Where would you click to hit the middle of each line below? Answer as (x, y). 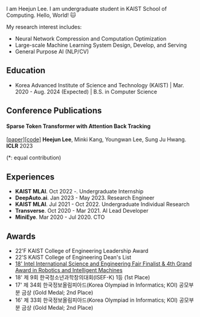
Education (26, 71)
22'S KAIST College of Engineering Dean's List (73, 258)
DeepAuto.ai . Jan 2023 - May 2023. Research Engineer (85, 198)
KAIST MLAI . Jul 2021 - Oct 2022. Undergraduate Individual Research (102, 204)
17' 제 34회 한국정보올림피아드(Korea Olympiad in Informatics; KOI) (96, 285)
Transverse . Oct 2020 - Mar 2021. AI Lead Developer (82, 211)
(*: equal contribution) (34, 158)
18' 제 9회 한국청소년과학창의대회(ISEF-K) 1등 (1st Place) (82, 278)
